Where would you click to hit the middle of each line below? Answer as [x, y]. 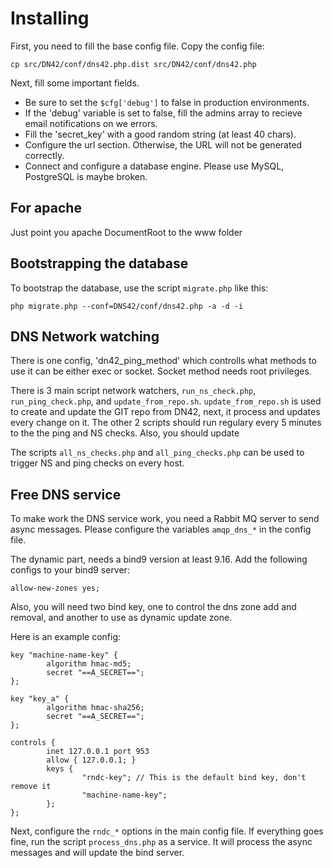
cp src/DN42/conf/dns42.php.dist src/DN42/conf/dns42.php [133, 64]
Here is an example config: [66, 637]
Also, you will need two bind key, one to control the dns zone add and [153, 607]
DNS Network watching [85, 336]
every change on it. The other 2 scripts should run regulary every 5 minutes [166, 423]
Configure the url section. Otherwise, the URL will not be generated [163, 144]
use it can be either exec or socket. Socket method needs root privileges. [161, 371]
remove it [31, 787]
